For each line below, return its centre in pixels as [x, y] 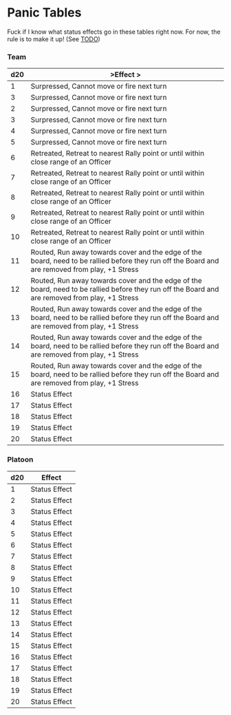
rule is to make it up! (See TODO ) [54, 39]
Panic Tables [44, 13]
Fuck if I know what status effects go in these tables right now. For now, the [114, 32]
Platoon [20, 460]
